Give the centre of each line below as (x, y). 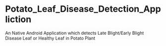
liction (18, 19)
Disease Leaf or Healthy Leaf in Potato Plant (50, 38)
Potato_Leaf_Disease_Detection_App (83, 9)
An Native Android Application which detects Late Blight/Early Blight (75, 33)
